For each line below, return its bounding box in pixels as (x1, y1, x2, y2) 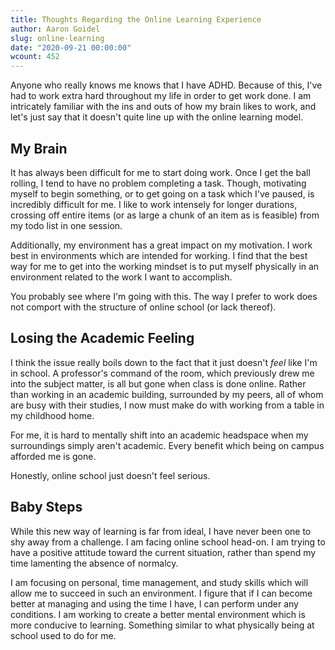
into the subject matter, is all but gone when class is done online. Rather (10, 377, 307, 390)
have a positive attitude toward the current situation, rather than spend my (10, 546, 317, 558)
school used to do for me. (10, 629, 117, 641)
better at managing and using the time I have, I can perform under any (10, 597, 299, 610)
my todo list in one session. (10, 219, 123, 231)
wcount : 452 (10, 52, 60, 62)
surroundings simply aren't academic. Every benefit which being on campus (10, 439, 325, 451)
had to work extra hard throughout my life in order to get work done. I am (10, 90, 312, 102)
